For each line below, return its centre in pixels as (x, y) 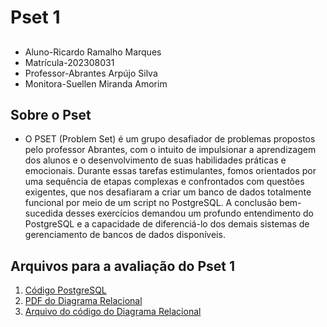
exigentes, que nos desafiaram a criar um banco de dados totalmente (168, 192)
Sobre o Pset (51, 114)
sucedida (44, 213)
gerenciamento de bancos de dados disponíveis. (125, 235)
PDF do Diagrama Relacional (83, 301)
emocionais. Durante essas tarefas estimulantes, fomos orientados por (170, 171)
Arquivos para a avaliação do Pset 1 (123, 266)
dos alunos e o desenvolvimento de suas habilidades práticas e (155, 160)
